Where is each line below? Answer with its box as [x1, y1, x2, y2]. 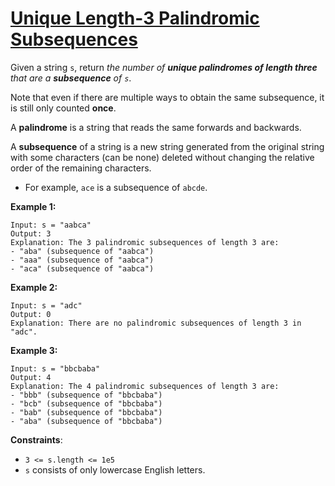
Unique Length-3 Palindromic [10, 7, 260, 30]
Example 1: [10, 200, 57, 212]
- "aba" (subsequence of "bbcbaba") [10, 416, 163, 426]
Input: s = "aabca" [10, 220, 92, 230]
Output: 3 [10, 228, 52, 239]
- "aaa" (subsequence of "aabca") [10, 255, 155, 265]
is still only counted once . [10, 102, 117, 114]
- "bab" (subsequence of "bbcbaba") [10, 407, 163, 417]
